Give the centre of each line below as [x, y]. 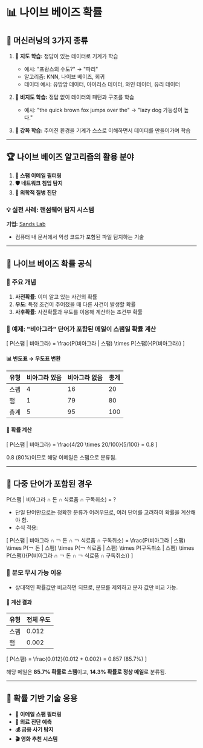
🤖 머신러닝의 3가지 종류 [47, 40]
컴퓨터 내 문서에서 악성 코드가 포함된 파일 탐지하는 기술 [79, 237]
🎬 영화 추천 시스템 [36, 739]
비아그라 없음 [85, 378]
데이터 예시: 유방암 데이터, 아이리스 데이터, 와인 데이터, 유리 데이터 [102, 84]
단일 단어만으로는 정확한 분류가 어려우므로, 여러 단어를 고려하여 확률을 [97, 512]
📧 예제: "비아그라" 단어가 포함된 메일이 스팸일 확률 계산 [81, 329]
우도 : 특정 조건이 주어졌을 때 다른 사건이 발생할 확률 [75, 304]
